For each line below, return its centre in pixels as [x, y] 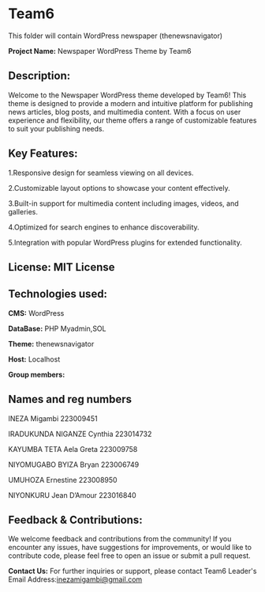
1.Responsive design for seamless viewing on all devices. [101, 173]
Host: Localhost [34, 359]
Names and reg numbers [70, 399]
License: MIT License [62, 267]
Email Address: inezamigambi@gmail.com [75, 579]
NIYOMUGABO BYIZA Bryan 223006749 [74, 465]
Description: [39, 76]
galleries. [23, 211]
